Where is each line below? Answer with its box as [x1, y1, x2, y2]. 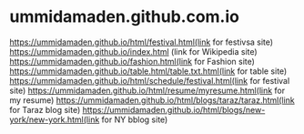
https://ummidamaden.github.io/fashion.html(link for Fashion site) [9, 56, 255, 67]
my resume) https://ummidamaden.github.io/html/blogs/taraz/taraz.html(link [9, 94, 296, 106]
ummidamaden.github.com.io [9, 6, 239, 27]
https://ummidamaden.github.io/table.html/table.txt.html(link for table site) [9, 66, 288, 77]
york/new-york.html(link [9, 114, 100, 125]
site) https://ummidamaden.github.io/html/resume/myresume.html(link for [9, 85, 286, 96]
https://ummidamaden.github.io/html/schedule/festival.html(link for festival [9, 75, 290, 86]
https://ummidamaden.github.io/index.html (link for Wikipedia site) [9, 46, 258, 57]
